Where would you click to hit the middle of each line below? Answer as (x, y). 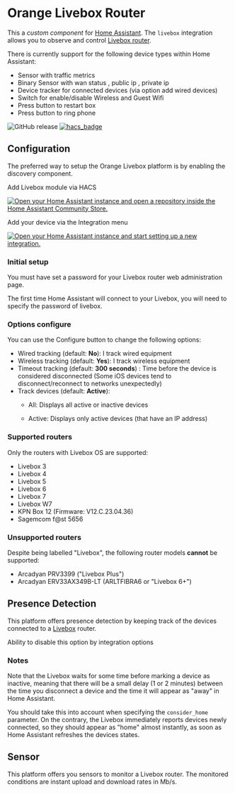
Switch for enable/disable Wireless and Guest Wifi (91, 98)
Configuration (39, 149)
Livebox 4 (32, 473)
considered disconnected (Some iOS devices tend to (94, 376)
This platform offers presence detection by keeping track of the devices (112, 621)
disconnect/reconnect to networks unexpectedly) (90, 383)
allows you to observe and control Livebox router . (79, 40)
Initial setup (28, 261)
